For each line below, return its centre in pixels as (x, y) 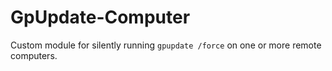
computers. (34, 55)
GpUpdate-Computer (100, 17)
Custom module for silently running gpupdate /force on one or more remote (166, 45)
